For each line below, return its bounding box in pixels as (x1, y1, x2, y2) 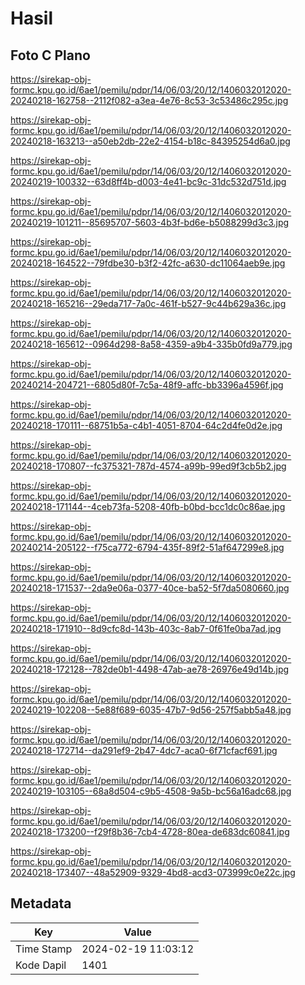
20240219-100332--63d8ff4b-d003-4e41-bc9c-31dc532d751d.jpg (10, 176, 287, 187)
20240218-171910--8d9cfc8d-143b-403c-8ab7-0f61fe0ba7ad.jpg (10, 623, 282, 634)
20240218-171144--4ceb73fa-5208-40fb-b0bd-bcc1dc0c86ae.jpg (10, 501, 286, 512)
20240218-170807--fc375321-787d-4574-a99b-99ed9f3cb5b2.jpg (10, 460, 287, 472)
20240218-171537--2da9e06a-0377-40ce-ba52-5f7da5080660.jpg (10, 582, 290, 594)
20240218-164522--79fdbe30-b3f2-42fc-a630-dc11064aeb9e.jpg (10, 257, 286, 269)
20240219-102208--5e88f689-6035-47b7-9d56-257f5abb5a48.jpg (10, 704, 292, 716)
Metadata (10, 895, 72, 912)
